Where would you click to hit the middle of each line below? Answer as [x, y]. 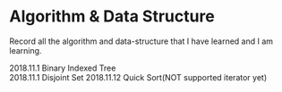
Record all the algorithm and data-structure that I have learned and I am [141, 41]
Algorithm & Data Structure [112, 17]
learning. [26, 50]
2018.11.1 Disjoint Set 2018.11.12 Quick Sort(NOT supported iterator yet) [138, 77]
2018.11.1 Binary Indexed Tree [63, 68]
